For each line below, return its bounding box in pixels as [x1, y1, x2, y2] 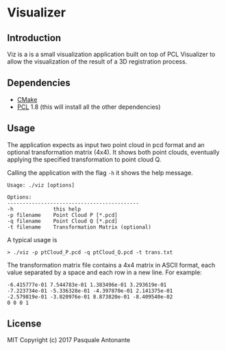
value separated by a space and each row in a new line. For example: [7, 268, 202, 276]
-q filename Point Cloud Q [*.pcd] [7, 218, 118, 224]
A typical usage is [7, 235, 58, 244]
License [7, 318, 42, 330]
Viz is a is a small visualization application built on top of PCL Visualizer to [7, 50, 216, 58]
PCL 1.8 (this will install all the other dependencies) [16, 103, 161, 111]
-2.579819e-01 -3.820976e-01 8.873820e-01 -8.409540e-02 [7, 293, 173, 300]
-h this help [7, 205, 81, 213]
